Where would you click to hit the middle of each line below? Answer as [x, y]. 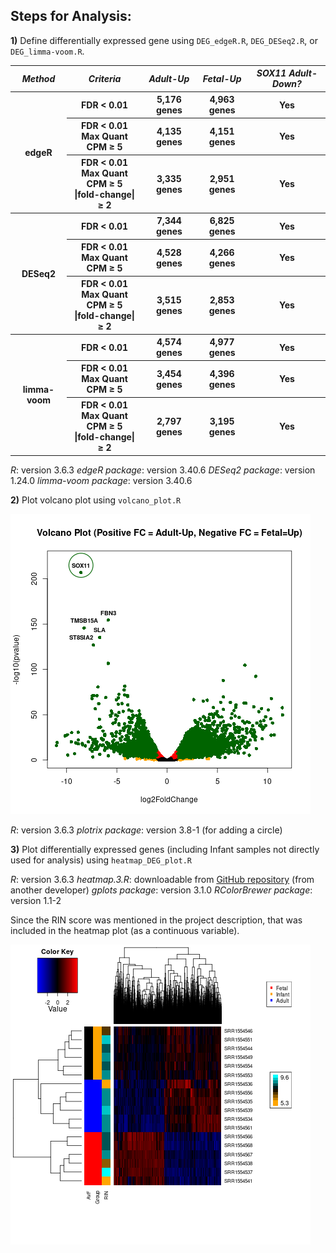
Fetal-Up [222, 78]
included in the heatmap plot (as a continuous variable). [125, 930]
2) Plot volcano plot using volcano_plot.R [96, 500]
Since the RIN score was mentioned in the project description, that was [156, 920]
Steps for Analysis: [71, 16]
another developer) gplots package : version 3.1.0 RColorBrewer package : [161, 890]
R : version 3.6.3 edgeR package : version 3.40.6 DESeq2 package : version [163, 470]
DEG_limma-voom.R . [47, 51]
